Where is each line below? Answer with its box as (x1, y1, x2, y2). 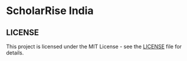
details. (6, 49, 24, 56)
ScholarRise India (6, 4, 94, 18)
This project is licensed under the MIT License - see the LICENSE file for (6, 43, 182, 50)
